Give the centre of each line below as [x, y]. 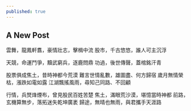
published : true [26, 11]
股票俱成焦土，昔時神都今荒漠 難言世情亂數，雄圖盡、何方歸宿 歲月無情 [92, 75]
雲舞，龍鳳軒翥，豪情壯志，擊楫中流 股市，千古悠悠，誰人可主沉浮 [86, 50]
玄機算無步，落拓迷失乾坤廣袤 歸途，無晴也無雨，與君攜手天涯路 [84, 102]
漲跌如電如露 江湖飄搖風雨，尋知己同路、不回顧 [73, 82]
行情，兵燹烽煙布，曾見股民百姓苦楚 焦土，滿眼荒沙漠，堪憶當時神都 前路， [97, 95]
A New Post [28, 36]
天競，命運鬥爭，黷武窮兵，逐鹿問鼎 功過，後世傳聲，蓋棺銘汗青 [84, 63]
